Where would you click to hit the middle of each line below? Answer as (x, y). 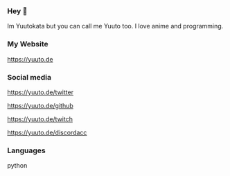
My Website (28, 44)
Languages (27, 150)
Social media (29, 77)
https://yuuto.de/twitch (40, 119)
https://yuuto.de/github (41, 105)
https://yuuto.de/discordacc (47, 132)
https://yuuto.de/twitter (41, 92)
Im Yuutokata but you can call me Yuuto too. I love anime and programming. (115, 26)
